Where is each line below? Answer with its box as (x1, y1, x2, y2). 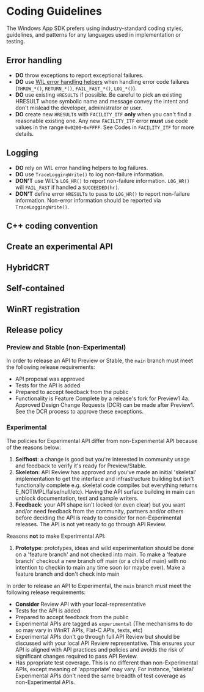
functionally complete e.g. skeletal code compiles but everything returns (15, 482, 198, 489)
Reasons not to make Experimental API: (6, 532, 106, 540)
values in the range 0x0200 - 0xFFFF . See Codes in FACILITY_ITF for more (15, 124, 194, 131)
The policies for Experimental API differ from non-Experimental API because (6, 437, 198, 444)
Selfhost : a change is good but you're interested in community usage (15, 455, 191, 463)
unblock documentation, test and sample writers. (15, 494, 139, 502)
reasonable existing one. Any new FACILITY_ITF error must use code (15, 117, 188, 124)
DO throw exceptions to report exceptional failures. (15, 72, 144, 79)
